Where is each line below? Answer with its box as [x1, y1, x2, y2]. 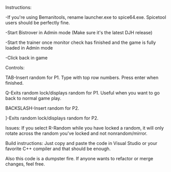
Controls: [5, 65, 25, 70]
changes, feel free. [5, 161, 45, 167]
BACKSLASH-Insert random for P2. [5, 105, 79, 111]
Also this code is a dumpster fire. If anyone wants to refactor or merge [5, 156, 154, 161]
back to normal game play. [5, 95, 61, 101]
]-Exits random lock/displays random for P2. [5, 115, 99, 121]
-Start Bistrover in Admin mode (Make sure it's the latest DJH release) [5, 30, 153, 35]
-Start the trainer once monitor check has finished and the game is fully [5, 39, 156, 45]
